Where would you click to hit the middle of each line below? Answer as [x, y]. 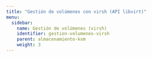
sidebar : [22, 23]
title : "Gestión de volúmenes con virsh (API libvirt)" [76, 12]
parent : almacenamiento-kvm [51, 39]
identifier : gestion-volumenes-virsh [63, 34]
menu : [13, 17]
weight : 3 [29, 45]
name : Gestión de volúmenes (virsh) [62, 28]
